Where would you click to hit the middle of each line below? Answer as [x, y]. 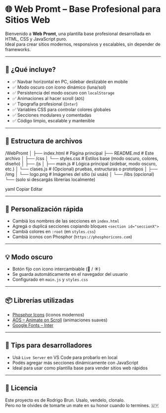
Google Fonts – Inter [33, 325]
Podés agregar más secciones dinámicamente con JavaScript [75, 362]
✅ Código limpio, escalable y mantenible [53, 120]
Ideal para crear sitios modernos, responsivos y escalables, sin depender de [83, 44]
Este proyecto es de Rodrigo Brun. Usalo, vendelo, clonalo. [65, 400]
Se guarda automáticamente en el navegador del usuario [70, 274]
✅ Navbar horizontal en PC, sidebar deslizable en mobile [70, 81]
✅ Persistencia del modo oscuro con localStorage [63, 93]
